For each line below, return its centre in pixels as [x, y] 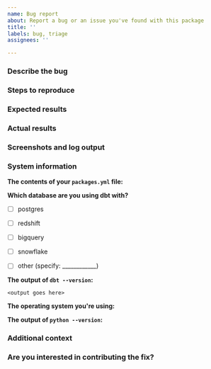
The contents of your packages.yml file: [65, 182]
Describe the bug [38, 72]
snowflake [33, 251]
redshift [29, 223]
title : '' [22, 27]
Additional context [40, 339]
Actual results [32, 128]
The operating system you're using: [61, 306]
